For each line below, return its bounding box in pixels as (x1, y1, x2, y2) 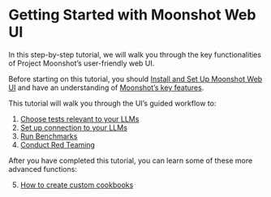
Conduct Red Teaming (19, 139, 96, 149)
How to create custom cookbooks (19, 180, 134, 190)
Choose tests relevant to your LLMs (19, 113, 140, 123)
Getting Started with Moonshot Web (8, 6, 256, 24)
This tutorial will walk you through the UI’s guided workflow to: (8, 98, 217, 108)
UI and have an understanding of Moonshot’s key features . (8, 83, 204, 92)
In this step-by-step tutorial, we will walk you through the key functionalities (8, 49, 262, 59)
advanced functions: (8, 164, 77, 173)
